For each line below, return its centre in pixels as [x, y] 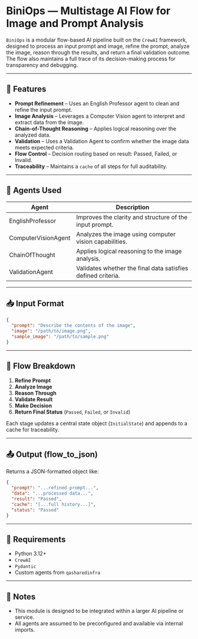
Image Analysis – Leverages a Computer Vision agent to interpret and [100, 116]
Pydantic [25, 567]
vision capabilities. [102, 241]
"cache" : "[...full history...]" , [54, 504]
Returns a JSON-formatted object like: [52, 472]
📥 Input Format [35, 303]
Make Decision [33, 405]
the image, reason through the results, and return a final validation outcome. [98, 52]
